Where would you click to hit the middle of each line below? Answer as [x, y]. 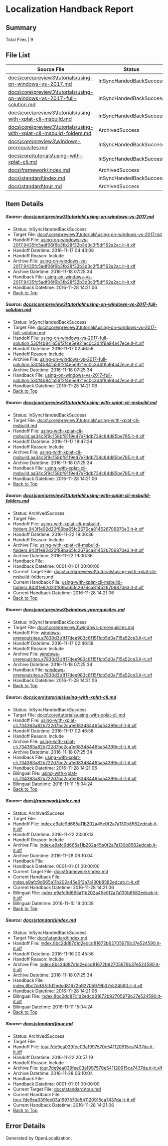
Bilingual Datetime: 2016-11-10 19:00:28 [53, 903]
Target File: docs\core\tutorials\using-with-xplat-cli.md [69, 715]
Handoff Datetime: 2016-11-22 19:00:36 [53, 534]
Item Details [25, 204]
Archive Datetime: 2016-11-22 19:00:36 [53, 556]
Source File [51, 69]
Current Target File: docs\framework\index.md [61, 871]
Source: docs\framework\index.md [43, 801]
